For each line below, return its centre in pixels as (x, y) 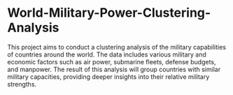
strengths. (22, 84)
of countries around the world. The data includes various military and (107, 54)
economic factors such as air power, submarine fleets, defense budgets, (112, 61)
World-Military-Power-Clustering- (109, 13)
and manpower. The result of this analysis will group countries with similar (114, 69)
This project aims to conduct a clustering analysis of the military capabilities (116, 47)
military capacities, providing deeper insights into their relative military (108, 76)
